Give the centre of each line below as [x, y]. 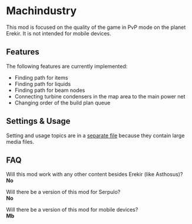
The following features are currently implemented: [67, 66]
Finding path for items [41, 77]
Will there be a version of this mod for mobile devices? [72, 210]
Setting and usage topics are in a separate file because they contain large [95, 135]
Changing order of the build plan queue [62, 103]
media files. [20, 141]
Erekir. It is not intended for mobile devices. [59, 33]
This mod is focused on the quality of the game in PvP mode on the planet [96, 27]
